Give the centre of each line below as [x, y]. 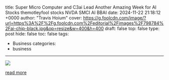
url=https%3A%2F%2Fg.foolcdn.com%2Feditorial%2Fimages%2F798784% [84, 23]
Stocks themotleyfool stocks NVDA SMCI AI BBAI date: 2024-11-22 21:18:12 [83, 12]
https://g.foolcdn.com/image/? [114, 18]
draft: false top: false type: [132, 28]
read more [16, 72]
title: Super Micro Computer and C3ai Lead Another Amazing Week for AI [81, 7]
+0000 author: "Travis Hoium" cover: [44, 18]
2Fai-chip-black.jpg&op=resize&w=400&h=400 [55, 28]
